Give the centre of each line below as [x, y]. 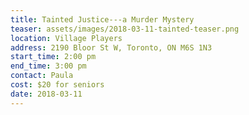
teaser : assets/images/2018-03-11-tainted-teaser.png [125, 29]
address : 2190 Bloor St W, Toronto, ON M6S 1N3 [111, 47]
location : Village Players [66, 38]
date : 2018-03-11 [46, 94]
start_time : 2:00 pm [53, 57]
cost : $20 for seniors [57, 85]
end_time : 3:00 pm [48, 66]
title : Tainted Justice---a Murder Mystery [102, 19]
